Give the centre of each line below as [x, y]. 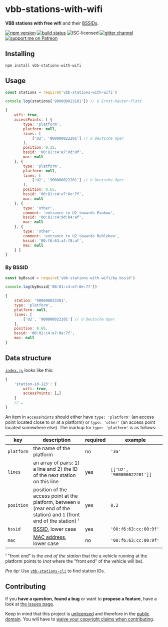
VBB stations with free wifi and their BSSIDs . [52, 23]
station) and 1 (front [56, 514]
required [95, 440]
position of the [50, 489]
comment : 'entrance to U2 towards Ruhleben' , [71, 236]
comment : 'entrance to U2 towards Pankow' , [69, 213]
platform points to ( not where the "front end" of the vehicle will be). [74, 561]
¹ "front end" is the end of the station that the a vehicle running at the [76, 556]
